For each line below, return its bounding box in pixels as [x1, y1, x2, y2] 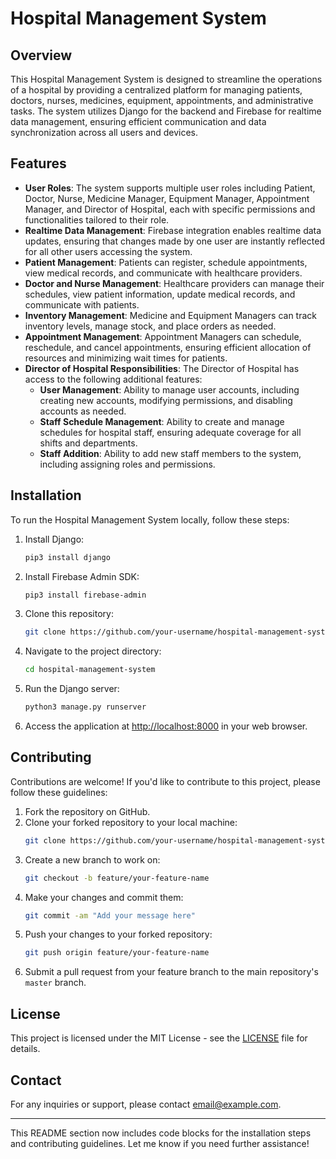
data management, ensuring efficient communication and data [10, 116, 267, 127]
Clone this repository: [24, 608, 114, 620]
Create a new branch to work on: [24, 853, 161, 866]
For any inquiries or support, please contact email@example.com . [10, 1098, 282, 1110]
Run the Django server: [24, 683, 120, 695]
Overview [10, 47, 73, 64]
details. [10, 1043, 41, 1055]
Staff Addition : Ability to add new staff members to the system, [39, 447, 302, 459]
